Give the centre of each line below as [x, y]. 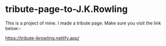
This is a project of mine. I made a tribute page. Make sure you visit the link [83, 23]
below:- [13, 28]
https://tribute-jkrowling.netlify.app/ [42, 38]
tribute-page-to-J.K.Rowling [67, 9]
